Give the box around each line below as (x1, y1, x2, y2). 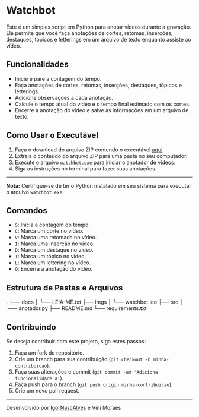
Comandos (6, 206, 47, 216)
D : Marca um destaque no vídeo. (14, 247, 94, 254)
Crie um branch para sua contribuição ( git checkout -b (14, 356, 151, 362)
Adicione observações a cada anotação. (14, 94, 114, 101)
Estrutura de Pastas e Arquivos (6, 283, 123, 293)
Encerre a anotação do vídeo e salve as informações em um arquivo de (14, 106, 189, 113)
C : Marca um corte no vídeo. (14, 228, 84, 235)
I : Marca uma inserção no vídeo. (14, 240, 95, 247)
